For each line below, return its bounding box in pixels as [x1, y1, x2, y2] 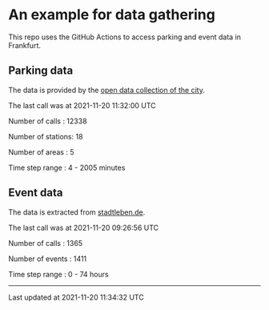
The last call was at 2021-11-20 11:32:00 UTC [8, 100, 156, 110]
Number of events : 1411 [8, 254, 87, 264]
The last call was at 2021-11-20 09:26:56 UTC [8, 223, 159, 232]
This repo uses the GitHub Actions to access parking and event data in [8, 32, 242, 42]
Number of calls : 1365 [8, 238, 82, 248]
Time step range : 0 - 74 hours [8, 269, 110, 279]
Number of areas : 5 [8, 147, 74, 157]
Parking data [8, 64, 74, 78]
